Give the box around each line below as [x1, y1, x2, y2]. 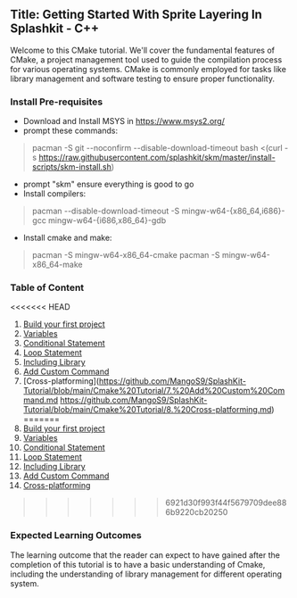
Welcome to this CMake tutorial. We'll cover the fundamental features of [10, 45, 276, 55]
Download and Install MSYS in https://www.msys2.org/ [22, 116, 226, 127]
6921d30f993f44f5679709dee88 [165, 497, 287, 508]
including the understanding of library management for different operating [10, 569, 283, 579]
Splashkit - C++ [10, 21, 100, 37]
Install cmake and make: [22, 232, 112, 244]
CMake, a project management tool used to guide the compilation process [10, 54, 283, 65]
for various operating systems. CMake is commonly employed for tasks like [10, 63, 286, 74]
